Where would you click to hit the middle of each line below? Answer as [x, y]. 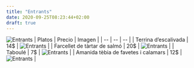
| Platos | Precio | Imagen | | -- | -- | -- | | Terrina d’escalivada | [111, 40]
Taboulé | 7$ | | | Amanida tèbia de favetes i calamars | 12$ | [94, 52]
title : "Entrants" [29, 12]
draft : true [21, 23]
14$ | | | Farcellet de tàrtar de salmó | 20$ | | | [90, 46]
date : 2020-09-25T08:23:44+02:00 [48, 17]
